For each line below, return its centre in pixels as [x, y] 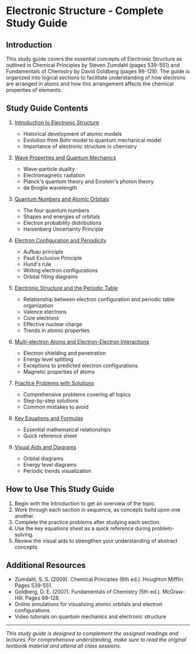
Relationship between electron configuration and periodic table [99, 299]
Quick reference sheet [50, 436]
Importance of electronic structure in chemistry [80, 146]
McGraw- [174, 592]
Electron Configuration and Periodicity [60, 240]
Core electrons [41, 318]
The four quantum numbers [56, 210]
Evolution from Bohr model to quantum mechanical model [92, 140]
